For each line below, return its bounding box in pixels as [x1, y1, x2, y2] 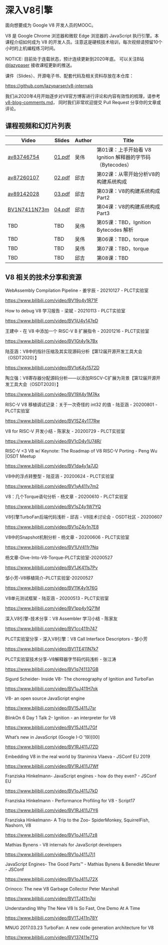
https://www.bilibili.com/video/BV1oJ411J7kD [5, 788, 98, 794]
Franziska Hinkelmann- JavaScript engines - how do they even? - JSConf [5, 773, 156, 779]
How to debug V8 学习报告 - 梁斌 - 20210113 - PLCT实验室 [5, 307, 126, 313]
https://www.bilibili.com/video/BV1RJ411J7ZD [5, 744, 99, 750]
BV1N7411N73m [7, 206, 49, 213]
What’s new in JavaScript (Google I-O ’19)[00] [5, 734, 100, 740]
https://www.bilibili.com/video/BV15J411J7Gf [5, 724, 97, 730]
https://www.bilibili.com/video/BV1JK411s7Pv [5, 564, 98, 571]
